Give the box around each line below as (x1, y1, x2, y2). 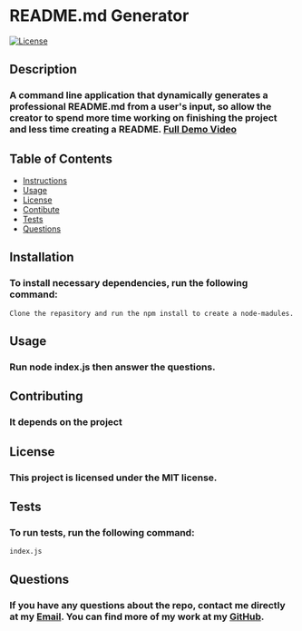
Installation (9, 250, 74, 265)
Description (9, 62, 77, 77)
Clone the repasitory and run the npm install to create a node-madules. (9, 309, 295, 318)
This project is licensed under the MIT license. (9, 471, 218, 484)
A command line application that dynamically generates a (9, 89, 268, 102)
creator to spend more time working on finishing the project (9, 112, 278, 124)
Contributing (9, 389, 83, 404)
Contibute (22, 204, 61, 215)
